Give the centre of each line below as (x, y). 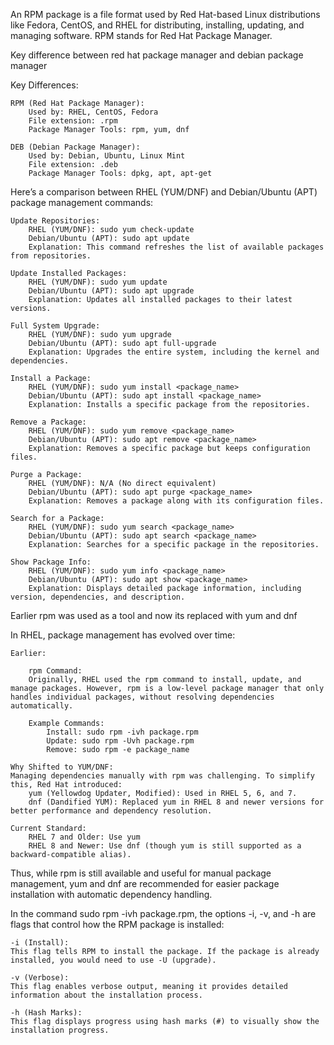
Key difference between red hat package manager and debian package (157, 55)
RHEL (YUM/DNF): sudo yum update (98, 282)
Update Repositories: (55, 221)
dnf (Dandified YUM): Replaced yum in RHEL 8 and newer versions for (176, 802)
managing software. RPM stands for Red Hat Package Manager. (141, 35)
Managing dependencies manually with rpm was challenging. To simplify (162, 776)
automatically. (42, 706)
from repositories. (51, 256)
